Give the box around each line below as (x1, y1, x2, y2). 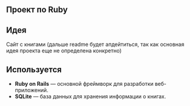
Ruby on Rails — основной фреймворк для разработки (14, 80, 154, 88)
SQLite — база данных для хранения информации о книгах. (14, 93, 166, 100)
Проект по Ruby (6, 5, 68, 15)
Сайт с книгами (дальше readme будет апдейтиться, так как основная (6, 41, 185, 48)
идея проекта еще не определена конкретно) (6, 47, 122, 54)
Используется (6, 64, 62, 74)
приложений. (14, 86, 49, 94)
